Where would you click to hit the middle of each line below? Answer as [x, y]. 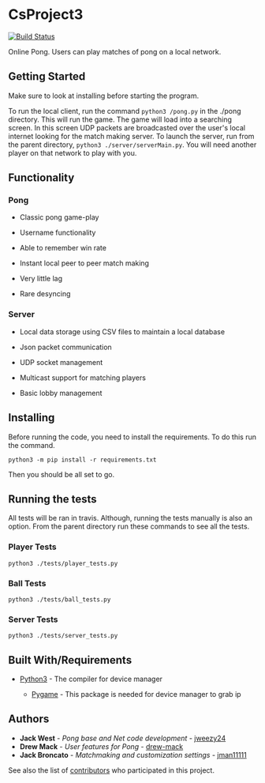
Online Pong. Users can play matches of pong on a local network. [115, 51]
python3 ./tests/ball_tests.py [60, 599]
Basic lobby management [61, 393]
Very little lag [41, 279]
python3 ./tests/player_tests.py [63, 563]
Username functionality [58, 233]
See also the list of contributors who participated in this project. [112, 770]
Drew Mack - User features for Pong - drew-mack [101, 746]
